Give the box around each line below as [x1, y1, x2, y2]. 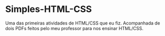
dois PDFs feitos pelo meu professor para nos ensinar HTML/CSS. [5, 25, 144, 31]
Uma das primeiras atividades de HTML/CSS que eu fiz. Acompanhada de [5, 20, 160, 26]
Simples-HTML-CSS [5, 3, 92, 15]
